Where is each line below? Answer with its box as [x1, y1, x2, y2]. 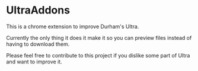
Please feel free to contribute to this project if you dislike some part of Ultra [6, 52, 190, 59]
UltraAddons [6, 4, 70, 17]
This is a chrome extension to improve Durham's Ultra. [6, 23, 139, 30]
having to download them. [6, 40, 70, 48]
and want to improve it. [6, 58, 62, 65]
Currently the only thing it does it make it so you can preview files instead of [6, 34, 192, 41]
